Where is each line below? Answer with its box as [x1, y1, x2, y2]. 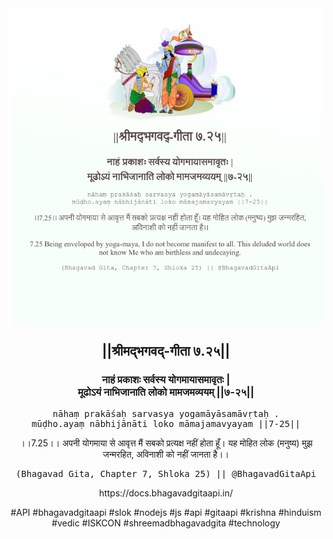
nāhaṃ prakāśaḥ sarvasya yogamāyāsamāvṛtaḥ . [52, 408, 280, 419]
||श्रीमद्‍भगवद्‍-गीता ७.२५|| [101, 343, 231, 360]
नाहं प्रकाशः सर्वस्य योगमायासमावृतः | [101, 373, 231, 387]
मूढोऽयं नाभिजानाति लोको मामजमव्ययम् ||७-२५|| [77, 385, 255, 399]
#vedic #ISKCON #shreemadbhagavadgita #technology [51, 517, 281, 529]
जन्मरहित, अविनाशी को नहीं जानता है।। [102, 448, 230, 460]
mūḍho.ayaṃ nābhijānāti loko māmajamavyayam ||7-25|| [31, 418, 301, 429]
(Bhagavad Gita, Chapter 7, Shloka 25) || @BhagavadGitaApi [15, 468, 317, 479]
